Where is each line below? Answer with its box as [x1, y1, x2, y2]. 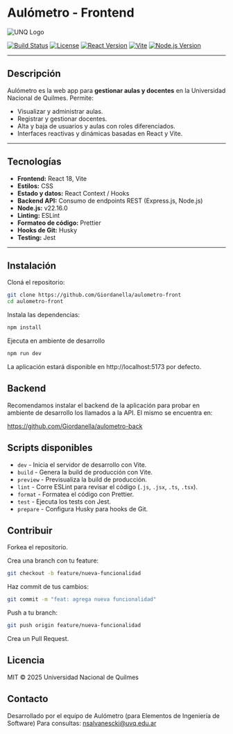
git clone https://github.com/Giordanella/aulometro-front [7, 291, 182, 299]
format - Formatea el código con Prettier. [17, 490, 134, 498]
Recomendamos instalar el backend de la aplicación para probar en [7, 401, 200, 409]
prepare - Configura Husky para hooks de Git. [17, 504, 148, 513]
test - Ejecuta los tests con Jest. [17, 497, 112, 506]
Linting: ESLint [17, 211, 60, 219]
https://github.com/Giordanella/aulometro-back [7, 422, 143, 430]
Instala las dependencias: [7, 311, 80, 319]
